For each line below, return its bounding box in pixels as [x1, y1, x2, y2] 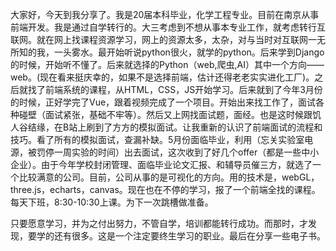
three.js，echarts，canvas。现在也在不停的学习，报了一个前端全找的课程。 [10, 184, 321, 195]
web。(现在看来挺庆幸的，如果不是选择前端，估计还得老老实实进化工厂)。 [10, 71, 315, 83]
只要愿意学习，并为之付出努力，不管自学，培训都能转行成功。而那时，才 [10, 218, 308, 229]
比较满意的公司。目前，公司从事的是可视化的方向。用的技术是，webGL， [18, 171, 320, 183]
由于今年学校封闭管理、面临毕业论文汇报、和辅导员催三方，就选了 [40, 159, 313, 170]
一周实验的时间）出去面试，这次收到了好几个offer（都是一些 [53, 146, 302, 158]
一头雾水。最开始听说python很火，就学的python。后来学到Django [53, 46, 325, 58]
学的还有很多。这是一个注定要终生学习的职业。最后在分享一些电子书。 [36, 230, 326, 242]
